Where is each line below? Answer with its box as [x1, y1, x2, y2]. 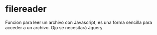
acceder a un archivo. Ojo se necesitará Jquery [5, 24, 103, 30]
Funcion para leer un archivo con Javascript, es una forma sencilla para [5, 19, 153, 25]
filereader [5, 3, 47, 15]
